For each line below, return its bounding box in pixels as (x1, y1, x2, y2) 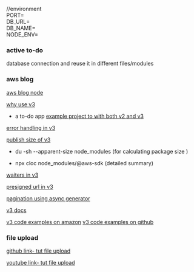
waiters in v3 (6, 171, 39, 178)
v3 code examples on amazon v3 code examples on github (6, 218, 154, 225)
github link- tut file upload (6, 247, 71, 254)
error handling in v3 (6, 124, 56, 131)
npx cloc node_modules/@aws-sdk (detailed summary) (15, 159, 153, 166)
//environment (6, 5, 42, 12)
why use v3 (6, 100, 35, 108)
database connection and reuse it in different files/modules (6, 60, 154, 67)
